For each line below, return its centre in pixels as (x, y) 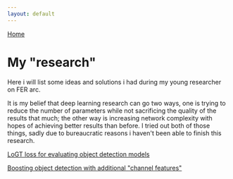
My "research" (52, 62)
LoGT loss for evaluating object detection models (78, 154)
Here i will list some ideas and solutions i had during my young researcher (114, 82)
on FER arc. (24, 89)
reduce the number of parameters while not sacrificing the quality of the (112, 111)
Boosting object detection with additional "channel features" (95, 168)
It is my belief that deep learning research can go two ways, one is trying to (117, 103)
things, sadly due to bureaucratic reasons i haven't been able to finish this (114, 133)
